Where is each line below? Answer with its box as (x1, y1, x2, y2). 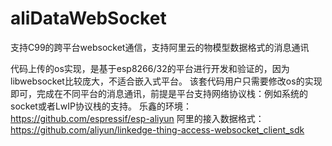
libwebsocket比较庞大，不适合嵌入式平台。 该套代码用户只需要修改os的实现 (10, 75, 323, 87)
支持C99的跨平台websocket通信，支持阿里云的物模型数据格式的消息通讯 (10, 41, 310, 53)
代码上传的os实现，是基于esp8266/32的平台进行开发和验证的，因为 (10, 62, 290, 74)
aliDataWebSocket (10, 7, 167, 30)
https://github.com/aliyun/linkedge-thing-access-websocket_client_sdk (10, 123, 305, 136)
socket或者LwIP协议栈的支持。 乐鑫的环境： (10, 100, 192, 112)
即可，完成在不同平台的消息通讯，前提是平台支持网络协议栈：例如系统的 (10, 87, 308, 99)
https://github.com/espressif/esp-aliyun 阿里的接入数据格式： (10, 112, 265, 124)
